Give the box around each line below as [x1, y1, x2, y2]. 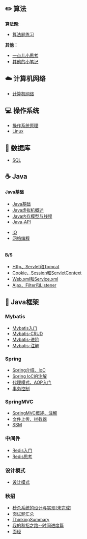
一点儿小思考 [12, 52, 38, 58]
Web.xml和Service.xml [12, 276, 58, 282]
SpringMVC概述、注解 [12, 410, 58, 416]
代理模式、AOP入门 [12, 379, 52, 385]
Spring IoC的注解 [12, 373, 47, 379]
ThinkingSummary [12, 517, 50, 523]
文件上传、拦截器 [12, 416, 47, 422]
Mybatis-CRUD [12, 331, 43, 336]
